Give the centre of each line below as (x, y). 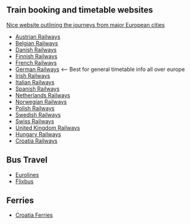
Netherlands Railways (43, 95)
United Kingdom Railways (47, 127)
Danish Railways (36, 50)
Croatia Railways (36, 141)
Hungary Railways (38, 134)
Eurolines (27, 174)
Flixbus (24, 181)
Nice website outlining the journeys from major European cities (86, 24)
